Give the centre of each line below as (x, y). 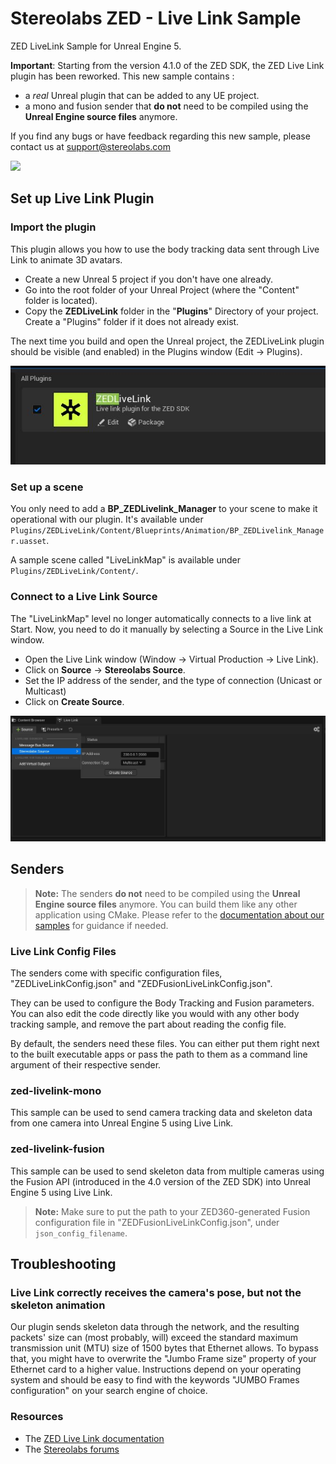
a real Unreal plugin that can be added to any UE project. (142, 95)
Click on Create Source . (74, 701)
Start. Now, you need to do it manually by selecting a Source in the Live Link (167, 629)
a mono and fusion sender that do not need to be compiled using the (166, 106)
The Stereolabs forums (72, 1449)
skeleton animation (58, 1305)
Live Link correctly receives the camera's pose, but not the (156, 1293)
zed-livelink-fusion (57, 1149)
